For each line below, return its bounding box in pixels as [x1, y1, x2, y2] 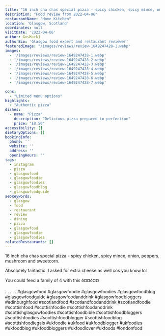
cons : [5, 89, 16, 94]
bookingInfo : [5, 134, 32, 140]
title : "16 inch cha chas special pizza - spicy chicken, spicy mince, [5, 7, 155, 12]
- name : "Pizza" [9, 112, 43, 117]
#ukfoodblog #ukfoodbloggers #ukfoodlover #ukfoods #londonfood [5, 325, 143, 331]
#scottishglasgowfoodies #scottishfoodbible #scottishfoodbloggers [5, 310, 142, 315]
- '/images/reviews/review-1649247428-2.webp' [9, 57, 107, 62]
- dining [9, 217, 27, 222]
